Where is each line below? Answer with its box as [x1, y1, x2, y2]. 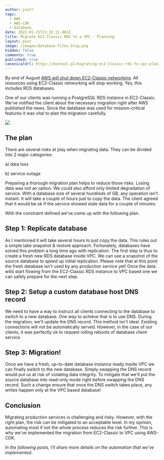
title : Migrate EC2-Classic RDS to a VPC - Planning [5, 35, 115, 40]
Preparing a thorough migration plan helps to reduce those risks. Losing [5, 180, 150, 186]
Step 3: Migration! [5, 348, 61, 357]
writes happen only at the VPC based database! [5, 387, 101, 393]
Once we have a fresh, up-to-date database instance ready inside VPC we [5, 361, 155, 367]
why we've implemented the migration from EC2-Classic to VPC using [5, 430, 146, 436]
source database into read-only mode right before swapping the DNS [5, 377, 144, 383]
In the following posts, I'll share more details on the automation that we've [5, 444, 154, 450]
